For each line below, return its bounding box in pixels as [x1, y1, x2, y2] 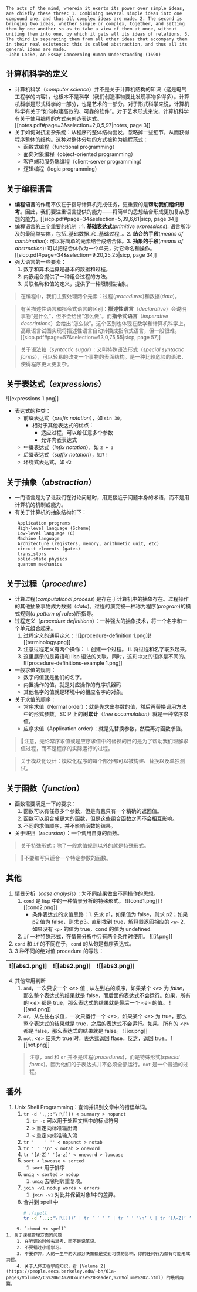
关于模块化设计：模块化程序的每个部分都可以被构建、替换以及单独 [20, 757, 180, 764]
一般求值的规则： [14, 667, 56, 674]
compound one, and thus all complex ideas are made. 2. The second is [6, 16, 182, 22]
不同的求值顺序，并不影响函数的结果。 [23, 822, 116, 829]
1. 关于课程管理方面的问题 [6, 1232, 63, 1238]
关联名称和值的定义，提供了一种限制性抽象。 [23, 280, 132, 287]
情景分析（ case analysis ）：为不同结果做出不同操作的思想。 [14, 890, 159, 897]
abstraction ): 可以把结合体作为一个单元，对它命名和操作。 [14, 244, 155, 251]
